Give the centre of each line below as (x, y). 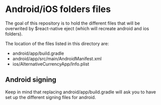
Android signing (31, 80)
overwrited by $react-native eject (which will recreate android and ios (77, 28)
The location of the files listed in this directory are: (57, 43)
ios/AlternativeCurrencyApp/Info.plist (51, 64)
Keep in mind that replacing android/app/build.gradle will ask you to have (81, 92)
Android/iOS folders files (58, 9)
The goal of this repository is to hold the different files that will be (73, 23)
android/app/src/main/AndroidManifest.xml (57, 58)
